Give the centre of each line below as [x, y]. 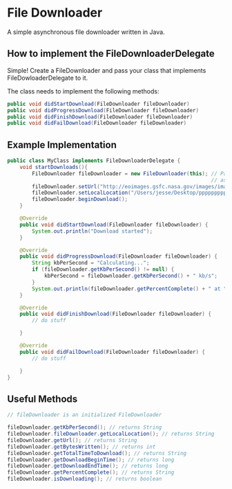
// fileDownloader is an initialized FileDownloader [85, 415]
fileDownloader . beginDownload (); [80, 199]
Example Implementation [62, 144]
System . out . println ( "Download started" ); [93, 231]
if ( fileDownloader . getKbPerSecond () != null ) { [103, 269]
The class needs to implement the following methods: [84, 91]
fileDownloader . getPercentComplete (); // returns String [91, 472]
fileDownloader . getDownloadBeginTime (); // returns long [91, 460]
